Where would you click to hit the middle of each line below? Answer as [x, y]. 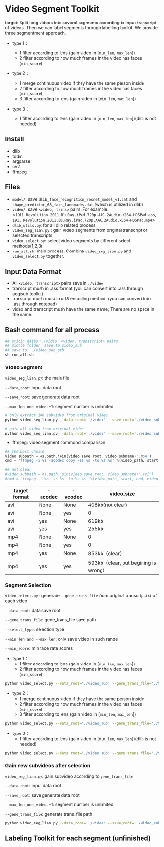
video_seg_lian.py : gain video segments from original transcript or [80, 230]
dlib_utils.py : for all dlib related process [54, 225]
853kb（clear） [106, 553]
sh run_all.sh [20, 355]
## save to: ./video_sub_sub [35, 350]
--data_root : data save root [33, 611]
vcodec [73, 497]
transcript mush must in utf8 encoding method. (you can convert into [82, 299]
